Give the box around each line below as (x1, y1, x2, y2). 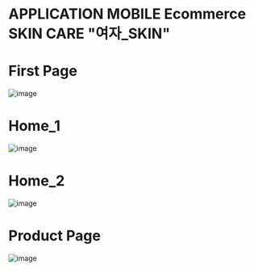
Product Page (8, 227, 101, 245)
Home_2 (8, 172, 65, 190)
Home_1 (8, 117, 60, 135)
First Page (8, 62, 78, 81)
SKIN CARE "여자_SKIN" (8, 25, 171, 43)
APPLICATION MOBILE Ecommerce (8, 5, 247, 23)
